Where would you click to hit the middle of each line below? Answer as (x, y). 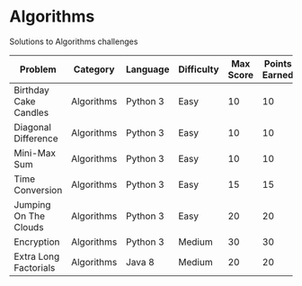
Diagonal (33, 127)
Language (147, 69)
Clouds (29, 227)
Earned (278, 75)
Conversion (38, 190)
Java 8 (140, 262)
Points (278, 63)
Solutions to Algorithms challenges (74, 41)
